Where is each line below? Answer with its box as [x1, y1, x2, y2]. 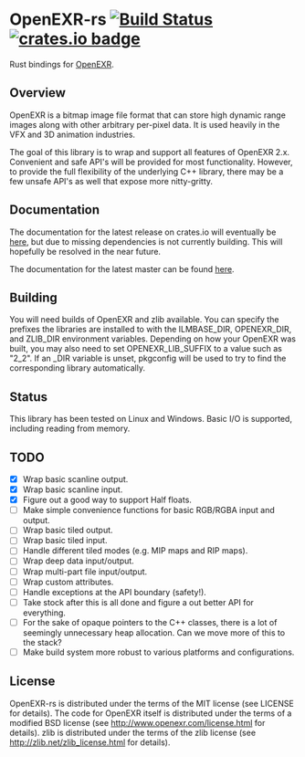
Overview [9, 85, 67, 100]
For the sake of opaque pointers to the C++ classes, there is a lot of [22, 616, 278, 627]
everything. [22, 607, 67, 618]
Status [9, 389, 48, 405]
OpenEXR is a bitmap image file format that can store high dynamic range [9, 110, 286, 121]
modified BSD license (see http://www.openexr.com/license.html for [9, 717, 266, 728]
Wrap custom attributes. [22, 576, 114, 587]
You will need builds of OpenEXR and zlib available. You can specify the [9, 314, 279, 325]
